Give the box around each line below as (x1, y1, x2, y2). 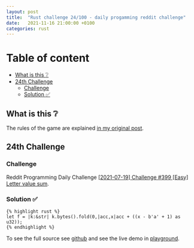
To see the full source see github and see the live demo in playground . (6, 235, 180, 242)
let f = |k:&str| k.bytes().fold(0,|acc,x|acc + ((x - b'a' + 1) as (6, 214, 181, 220)
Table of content (6, 52, 90, 65)
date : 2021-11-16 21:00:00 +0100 (6, 20, 95, 26)
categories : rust (6, 25, 50, 32)
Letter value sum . (6, 180, 49, 187)
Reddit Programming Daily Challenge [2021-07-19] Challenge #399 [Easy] (6, 174, 189, 181)
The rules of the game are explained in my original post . (6, 124, 144, 132)
